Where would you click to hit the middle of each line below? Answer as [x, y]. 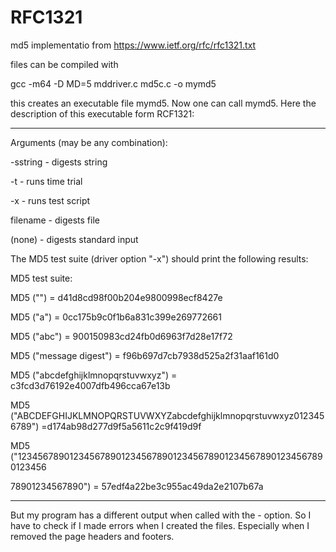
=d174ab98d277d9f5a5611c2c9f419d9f [121, 426]
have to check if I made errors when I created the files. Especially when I [160, 525]
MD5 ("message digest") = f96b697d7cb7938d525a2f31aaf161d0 [145, 355]
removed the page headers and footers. [92, 536]
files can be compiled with [64, 64]
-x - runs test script [50, 200]
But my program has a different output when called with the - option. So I [161, 515]
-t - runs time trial [46, 181]
